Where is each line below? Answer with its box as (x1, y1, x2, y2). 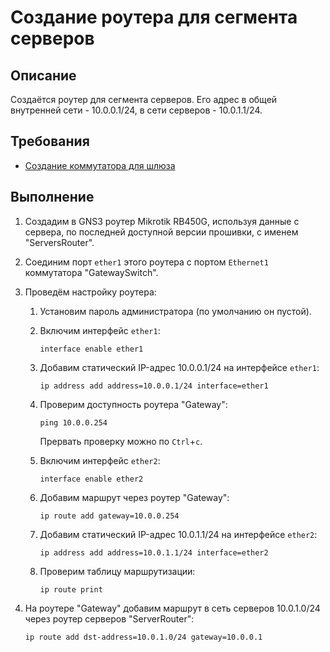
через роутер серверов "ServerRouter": (24, 612, 195, 625)
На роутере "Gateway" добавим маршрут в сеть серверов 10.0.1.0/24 (24, 602, 321, 614)
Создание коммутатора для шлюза (24, 159, 176, 171)
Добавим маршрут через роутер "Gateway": (39, 491, 230, 503)
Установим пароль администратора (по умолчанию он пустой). (39, 305, 312, 317)
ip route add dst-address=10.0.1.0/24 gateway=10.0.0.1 (24, 632, 263, 642)
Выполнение (10, 189, 95, 206)
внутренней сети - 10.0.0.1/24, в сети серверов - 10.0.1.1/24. (10, 104, 263, 116)
